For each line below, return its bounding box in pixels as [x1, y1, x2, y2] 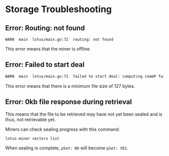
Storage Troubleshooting [5, 4, 112, 15]
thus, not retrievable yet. [5, 116, 56, 122]
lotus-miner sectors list [5, 136, 59, 141]
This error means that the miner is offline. [5, 46, 92, 51]
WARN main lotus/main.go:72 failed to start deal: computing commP [5, 74, 156, 79]
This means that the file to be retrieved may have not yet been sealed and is [5, 111, 162, 117]
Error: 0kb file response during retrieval [5, 97, 132, 107]
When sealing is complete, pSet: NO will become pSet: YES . [5, 145, 128, 151]
